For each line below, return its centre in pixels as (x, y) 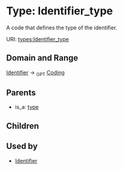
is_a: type (27, 107)
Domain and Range (42, 58)
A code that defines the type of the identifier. (62, 28)
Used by (22, 146)
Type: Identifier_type (60, 11)
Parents (21, 92)
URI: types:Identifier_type (37, 39)
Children (22, 126)
